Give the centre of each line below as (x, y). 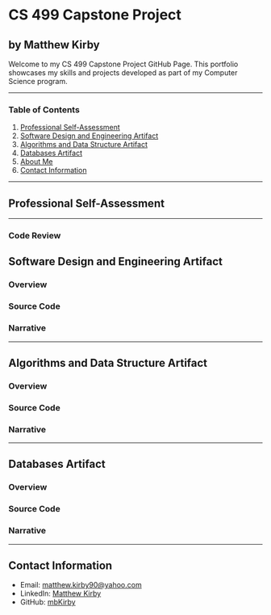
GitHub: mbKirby (48, 602)
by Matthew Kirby (54, 45)
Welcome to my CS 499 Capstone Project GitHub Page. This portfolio (123, 64)
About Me (37, 162)
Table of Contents (44, 109)
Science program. (38, 81)
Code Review (35, 236)
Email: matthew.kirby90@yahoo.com (81, 585)
